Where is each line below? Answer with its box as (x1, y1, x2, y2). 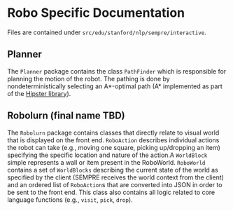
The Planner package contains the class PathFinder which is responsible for (7, 67, 227, 75)
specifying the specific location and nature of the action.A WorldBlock (7, 151, 208, 159)
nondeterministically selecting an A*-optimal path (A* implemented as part (7, 82, 223, 90)
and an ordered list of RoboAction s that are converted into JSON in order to (7, 180, 223, 189)
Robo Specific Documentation (7, 5, 185, 21)
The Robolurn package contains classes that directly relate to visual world (7, 128, 220, 137)
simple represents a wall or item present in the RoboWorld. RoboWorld (7, 158, 206, 166)
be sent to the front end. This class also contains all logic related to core (7, 188, 216, 196)
